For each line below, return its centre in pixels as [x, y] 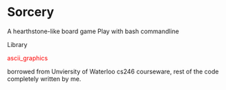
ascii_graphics [28, 58]
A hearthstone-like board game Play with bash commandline [93, 31]
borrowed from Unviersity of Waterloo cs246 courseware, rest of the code [113, 71]
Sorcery [31, 12]
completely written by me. [44, 79]
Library [17, 44]
